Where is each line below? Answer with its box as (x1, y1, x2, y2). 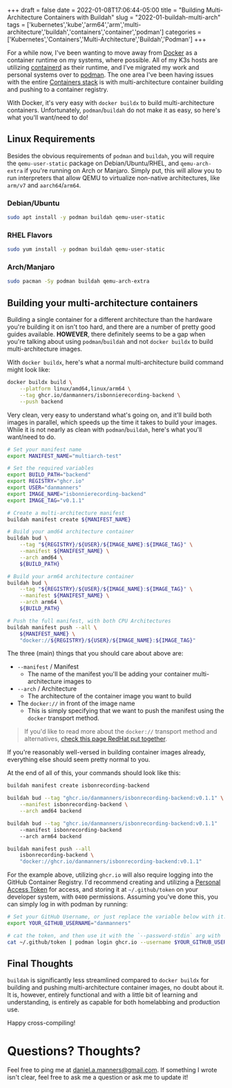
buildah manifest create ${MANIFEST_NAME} (7, 516, 131, 523)
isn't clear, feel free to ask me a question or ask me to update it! (7, 1073, 188, 1082)
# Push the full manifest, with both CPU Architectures (7, 618, 171, 624)
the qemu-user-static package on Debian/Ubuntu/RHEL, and (7, 159, 180, 167)
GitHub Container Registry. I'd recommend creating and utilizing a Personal (7, 878, 221, 886)
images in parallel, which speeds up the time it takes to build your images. (7, 418, 217, 426)
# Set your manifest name (7, 446, 81, 453)
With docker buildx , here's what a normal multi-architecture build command (7, 359, 224, 367)
